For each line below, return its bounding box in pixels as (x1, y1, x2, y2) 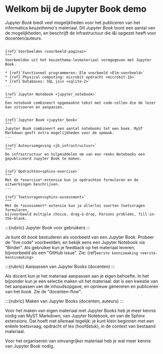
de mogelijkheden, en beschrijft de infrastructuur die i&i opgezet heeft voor (5, 30, 157, 36)
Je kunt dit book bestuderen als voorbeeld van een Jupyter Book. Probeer (5, 234, 154, 240)
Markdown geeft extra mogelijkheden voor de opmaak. (5, 130, 115, 135)
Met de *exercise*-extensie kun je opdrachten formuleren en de (5, 177, 139, 182)
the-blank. (5, 216, 27, 221)
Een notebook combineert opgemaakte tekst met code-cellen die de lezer (5, 100, 156, 105)
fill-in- (138, 212, 156, 216)
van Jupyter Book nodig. (5, 343, 55, 349)
